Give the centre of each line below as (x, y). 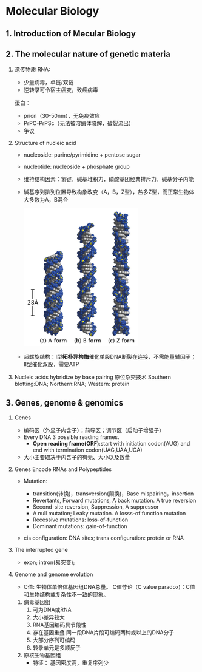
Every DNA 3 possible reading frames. (71, 437)
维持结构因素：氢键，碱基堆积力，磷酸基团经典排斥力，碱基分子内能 (109, 179)
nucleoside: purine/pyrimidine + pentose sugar (82, 155)
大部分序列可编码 (54, 640)
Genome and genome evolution (54, 574)
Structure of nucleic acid (45, 143)
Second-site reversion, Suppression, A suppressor (96, 507)
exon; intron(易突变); (49, 562)
